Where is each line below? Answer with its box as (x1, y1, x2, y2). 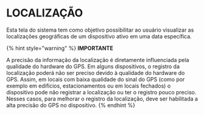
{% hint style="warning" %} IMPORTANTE (6, 44, 114, 52)
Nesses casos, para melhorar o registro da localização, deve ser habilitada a (6, 95, 198, 102)
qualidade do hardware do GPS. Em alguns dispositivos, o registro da (6, 63, 180, 70)
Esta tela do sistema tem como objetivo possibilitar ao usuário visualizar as (6, 26, 194, 33)
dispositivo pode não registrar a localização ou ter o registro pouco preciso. (6, 88, 197, 96)
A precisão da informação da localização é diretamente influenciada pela (6, 56, 189, 63)
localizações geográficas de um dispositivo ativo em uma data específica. (6, 32, 192, 40)
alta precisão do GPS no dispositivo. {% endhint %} (6, 101, 136, 109)
